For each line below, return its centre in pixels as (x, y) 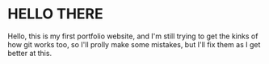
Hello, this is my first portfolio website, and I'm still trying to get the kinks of (133, 36)
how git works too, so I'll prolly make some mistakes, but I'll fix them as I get (134, 44)
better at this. (30, 53)
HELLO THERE (56, 14)
